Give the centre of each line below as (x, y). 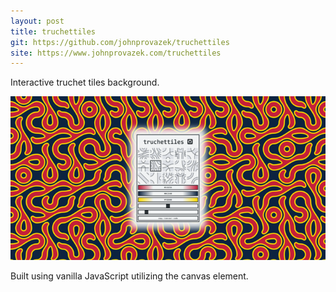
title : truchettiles (53, 31)
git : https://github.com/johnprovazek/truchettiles (120, 42)
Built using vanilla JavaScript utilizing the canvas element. (129, 276)
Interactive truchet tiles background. (85, 82)
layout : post (37, 21)
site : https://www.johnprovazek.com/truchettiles (116, 53)
